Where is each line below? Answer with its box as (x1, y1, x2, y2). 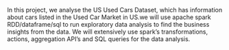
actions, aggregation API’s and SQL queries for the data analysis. (7, 35, 191, 43)
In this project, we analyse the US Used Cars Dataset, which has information (7, 6, 223, 14)
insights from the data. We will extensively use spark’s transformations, (7, 27, 208, 36)
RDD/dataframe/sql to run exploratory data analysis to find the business (7, 21, 210, 28)
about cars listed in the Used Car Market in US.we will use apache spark (7, 13, 211, 21)
